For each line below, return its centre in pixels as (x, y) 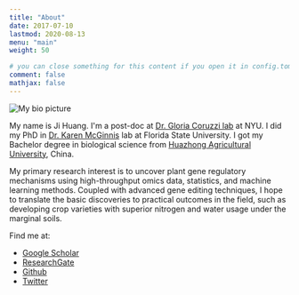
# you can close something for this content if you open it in (129, 67)
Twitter (35, 281)
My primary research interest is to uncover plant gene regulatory (128, 171)
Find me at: (30, 235)
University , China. (42, 154)
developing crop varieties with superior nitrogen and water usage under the (148, 209)
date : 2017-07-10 (41, 26)
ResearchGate (48, 262)
